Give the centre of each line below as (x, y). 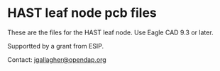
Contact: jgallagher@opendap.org (57, 59)
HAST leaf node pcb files (82, 13)
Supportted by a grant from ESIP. (56, 46)
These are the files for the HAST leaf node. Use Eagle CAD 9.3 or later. (111, 32)
